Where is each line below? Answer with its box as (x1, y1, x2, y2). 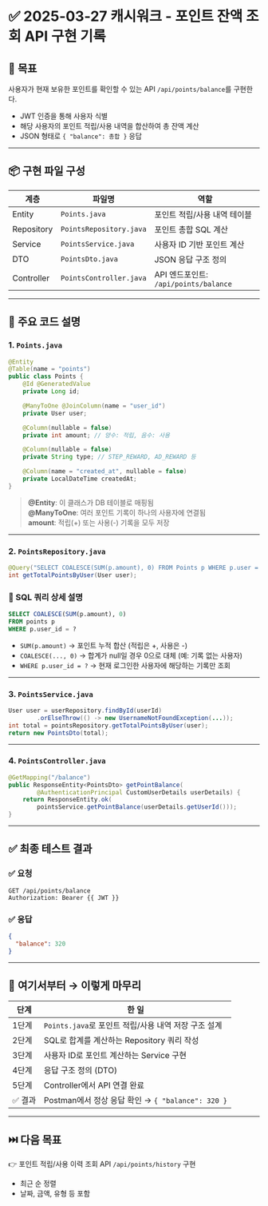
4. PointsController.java (8, 755, 106, 766)
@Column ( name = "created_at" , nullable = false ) (22, 468, 187, 476)
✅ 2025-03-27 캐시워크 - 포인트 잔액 (8, 7, 243, 26)
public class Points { (8, 372, 84, 380)
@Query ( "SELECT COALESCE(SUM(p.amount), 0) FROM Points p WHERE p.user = (8, 564, 259, 572)
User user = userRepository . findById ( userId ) (8, 706, 162, 715)
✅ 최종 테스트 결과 (8, 842, 93, 856)
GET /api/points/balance (8, 886, 91, 895)
